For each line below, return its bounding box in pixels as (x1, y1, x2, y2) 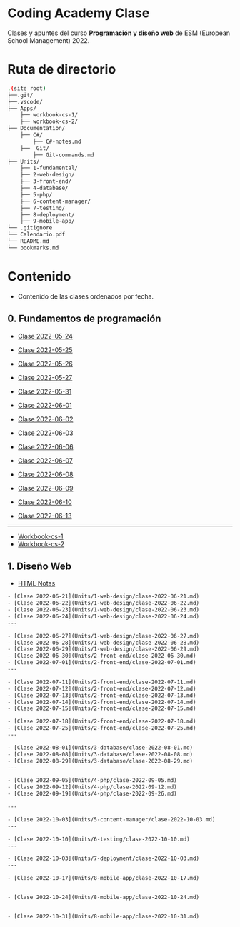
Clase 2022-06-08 (17, 470, 74, 478)
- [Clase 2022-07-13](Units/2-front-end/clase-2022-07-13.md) (7, 691, 196, 699)
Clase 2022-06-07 (17, 456, 74, 465)
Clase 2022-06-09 (17, 483, 74, 492)
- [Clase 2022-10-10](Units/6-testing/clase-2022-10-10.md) (7, 836, 191, 843)
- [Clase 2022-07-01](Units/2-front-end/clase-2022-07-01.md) (7, 659, 196, 666)
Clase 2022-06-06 (17, 442, 74, 451)
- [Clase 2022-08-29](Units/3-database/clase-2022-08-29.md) (7, 757, 194, 765)
